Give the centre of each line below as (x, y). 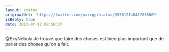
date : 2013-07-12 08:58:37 (34, 24)
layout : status (21, 10)
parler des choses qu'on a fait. (37, 44)
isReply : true (20, 19)
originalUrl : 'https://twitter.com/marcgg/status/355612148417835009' (82, 15)
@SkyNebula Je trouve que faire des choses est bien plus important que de (84, 39)
